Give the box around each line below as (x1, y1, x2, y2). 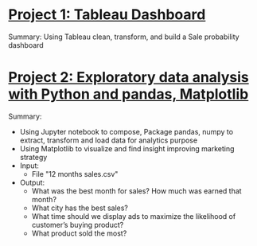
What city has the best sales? (31, 203, 129, 213)
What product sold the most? (31, 228, 127, 238)
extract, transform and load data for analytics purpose (19, 135, 197, 145)
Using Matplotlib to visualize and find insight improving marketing (19, 143, 235, 153)
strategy (19, 152, 48, 162)
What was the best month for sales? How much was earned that (31, 185, 242, 196)
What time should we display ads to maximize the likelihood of (31, 211, 236, 221)
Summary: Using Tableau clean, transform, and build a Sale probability (8, 32, 240, 41)
